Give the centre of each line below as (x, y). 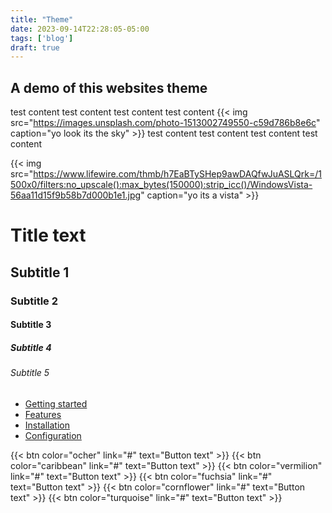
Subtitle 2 (34, 301)
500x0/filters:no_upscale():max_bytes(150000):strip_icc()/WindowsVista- (161, 185)
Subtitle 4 (31, 347)
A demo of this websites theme (109, 87)
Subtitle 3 (31, 325)
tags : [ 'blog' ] (42, 38)
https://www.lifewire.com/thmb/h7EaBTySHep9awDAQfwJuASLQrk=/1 (177, 174)
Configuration (53, 435)
